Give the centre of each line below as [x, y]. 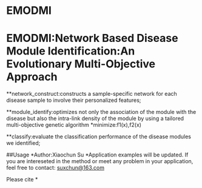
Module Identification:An [71, 51]
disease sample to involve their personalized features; [74, 100]
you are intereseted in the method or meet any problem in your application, [100, 161]
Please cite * [22, 180]
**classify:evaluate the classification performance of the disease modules [99, 136]
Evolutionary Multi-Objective [81, 64]
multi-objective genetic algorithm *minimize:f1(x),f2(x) [74, 125]
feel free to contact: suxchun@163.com [56, 168]
